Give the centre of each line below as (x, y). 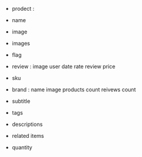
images (21, 43)
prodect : (23, 9)
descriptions (27, 124)
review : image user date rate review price (64, 66)
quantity (22, 147)
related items (28, 136)
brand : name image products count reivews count (74, 90)
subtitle (21, 101)
